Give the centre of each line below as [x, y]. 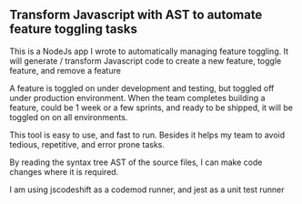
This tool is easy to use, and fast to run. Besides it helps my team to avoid [147, 135]
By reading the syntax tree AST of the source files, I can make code [136, 162]
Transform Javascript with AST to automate [136, 15]
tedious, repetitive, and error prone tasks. [87, 144]
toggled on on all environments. [69, 117]
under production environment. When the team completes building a [137, 97]
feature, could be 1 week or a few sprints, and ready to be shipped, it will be [151, 107]
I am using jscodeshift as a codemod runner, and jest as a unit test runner [147, 189]
